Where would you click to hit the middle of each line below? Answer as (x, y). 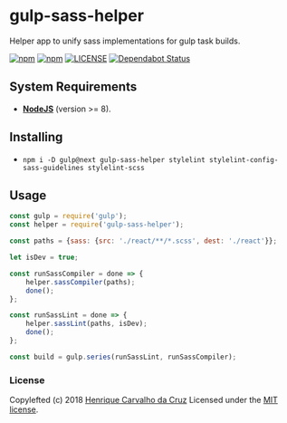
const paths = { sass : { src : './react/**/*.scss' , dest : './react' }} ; (143, 241)
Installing (36, 137)
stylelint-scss (116, 168)
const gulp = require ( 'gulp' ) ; (68, 216)
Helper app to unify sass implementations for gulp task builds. (125, 41)
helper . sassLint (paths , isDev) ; (86, 324)
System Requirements (73, 87)
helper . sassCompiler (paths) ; (81, 282)
